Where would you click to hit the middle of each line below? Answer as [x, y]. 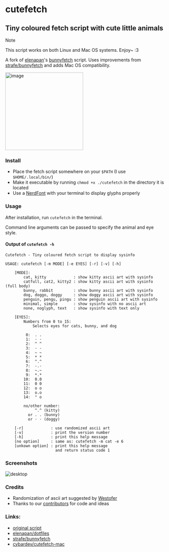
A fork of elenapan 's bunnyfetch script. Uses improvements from [73, 60]
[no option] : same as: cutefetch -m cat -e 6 [69, 441]
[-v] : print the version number [62, 432]
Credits [14, 487]
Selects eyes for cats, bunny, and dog [74, 326]
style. [11, 232]
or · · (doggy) [44, 419]
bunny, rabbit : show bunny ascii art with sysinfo [88, 290]
